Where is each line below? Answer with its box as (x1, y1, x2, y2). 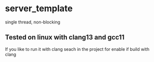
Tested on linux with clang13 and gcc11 (5, 33, 125, 41)
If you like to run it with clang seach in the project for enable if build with (5, 46, 150, 52)
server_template (5, 3, 73, 14)
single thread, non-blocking (5, 19, 61, 25)
